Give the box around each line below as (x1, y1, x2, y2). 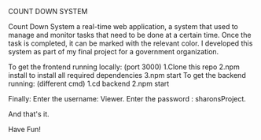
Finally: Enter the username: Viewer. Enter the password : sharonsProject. (8, 94, 246, 103)
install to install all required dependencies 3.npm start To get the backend (8, 71, 246, 79)
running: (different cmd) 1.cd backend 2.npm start (8, 79, 170, 88)
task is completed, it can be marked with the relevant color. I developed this (8, 39, 253, 48)
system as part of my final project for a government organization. (8, 47, 219, 56)
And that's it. (8, 109, 50, 119)
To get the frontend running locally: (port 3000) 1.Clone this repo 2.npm (8, 62, 240, 72)
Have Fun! (8, 125, 42, 134)
